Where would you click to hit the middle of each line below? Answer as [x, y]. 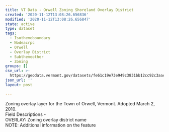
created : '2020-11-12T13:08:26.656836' [47, 15]
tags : [11, 33]
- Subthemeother [27, 57]
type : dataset [20, 29]
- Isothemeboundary [30, 38]
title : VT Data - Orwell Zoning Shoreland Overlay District [70, 10]
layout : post [19, 85]
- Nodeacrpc [22, 43]
